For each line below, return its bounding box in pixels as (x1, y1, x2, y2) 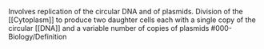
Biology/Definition (8, 32, 67, 41)
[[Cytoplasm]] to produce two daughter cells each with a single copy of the (8, 15, 256, 24)
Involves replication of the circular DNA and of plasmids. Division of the (8, 7, 243, 16)
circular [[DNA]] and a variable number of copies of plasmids (8, 24, 210, 32)
